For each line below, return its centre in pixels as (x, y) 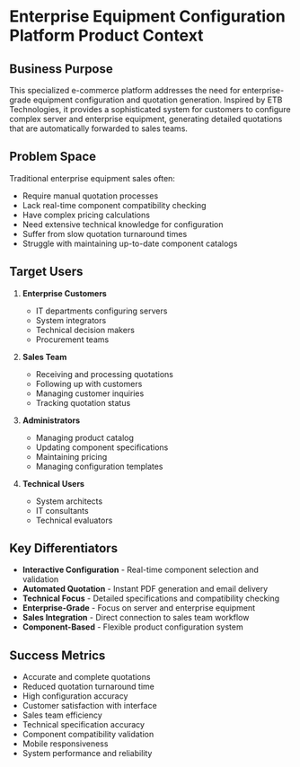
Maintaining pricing (71, 456)
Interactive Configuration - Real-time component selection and (140, 570)
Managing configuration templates (99, 466)
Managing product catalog (85, 437)
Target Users (46, 272)
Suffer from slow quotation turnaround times (105, 234)
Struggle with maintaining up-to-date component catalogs (130, 243)
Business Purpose (62, 69)
